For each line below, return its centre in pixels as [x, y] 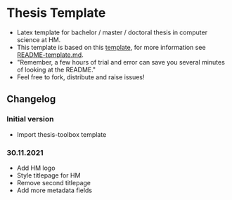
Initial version [30, 119]
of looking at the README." [56, 69]
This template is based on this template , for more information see [111, 47]
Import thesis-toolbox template [62, 134]
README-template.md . [50, 55]
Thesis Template [56, 13]
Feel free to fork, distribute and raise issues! [80, 77]
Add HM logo [36, 168]
